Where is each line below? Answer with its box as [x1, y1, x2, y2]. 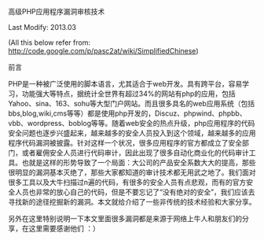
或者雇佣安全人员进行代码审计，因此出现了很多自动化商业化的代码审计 [21, 148, 249, 157]
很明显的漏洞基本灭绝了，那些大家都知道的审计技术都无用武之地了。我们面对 [8, 168, 256, 177]
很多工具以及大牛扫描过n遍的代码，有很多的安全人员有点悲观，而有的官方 [8, 178, 247, 186]
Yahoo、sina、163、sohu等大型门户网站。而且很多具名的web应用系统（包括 [8, 99, 255, 108]
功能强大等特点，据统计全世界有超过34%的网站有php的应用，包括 [21, 89, 236, 98]
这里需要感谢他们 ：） [28, 223, 100, 233]
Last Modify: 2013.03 [8, 23, 77, 31]
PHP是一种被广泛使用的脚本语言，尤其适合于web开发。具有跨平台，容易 [8, 79, 243, 88]
